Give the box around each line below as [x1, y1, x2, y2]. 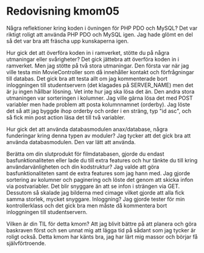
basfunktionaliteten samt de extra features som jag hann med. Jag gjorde [6, 169, 191, 177]
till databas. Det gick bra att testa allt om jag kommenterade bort [6, 75, 167, 82]
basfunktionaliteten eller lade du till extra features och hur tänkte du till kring [6, 156, 198, 164]
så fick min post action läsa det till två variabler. [6, 114, 126, 121]
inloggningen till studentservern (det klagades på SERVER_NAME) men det [6, 81, 194, 89]
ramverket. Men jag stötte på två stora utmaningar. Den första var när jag [6, 62, 189, 69]
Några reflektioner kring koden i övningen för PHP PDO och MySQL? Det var [6, 24, 198, 32]
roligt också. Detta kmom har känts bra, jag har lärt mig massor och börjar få [6, 233, 198, 240]
